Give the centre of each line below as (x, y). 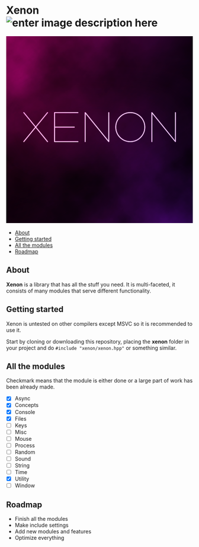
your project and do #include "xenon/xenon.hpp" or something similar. (92, 348)
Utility (22, 479)
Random (25, 452)
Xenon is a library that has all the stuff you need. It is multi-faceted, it (91, 284)
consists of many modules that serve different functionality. (79, 291)
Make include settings (42, 525)
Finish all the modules (41, 519)
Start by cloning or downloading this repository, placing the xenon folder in (98, 341)
